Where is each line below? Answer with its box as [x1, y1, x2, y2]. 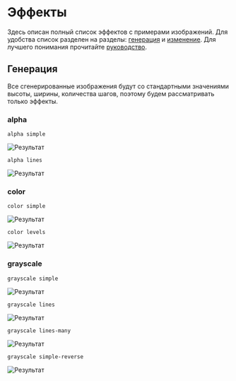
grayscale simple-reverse [7, 353, 83, 361]
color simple [7, 203, 46, 210]
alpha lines [7, 157, 42, 164]
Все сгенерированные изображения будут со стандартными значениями [7, 82, 230, 90]
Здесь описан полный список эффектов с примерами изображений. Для [7, 28, 228, 36]
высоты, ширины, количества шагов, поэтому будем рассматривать [7, 89, 215, 98]
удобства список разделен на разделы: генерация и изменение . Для [7, 35, 217, 43]
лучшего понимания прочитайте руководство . [7, 42, 147, 51]
